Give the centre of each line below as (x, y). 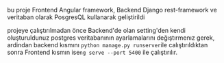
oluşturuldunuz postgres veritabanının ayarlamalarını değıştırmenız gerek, (111, 38)
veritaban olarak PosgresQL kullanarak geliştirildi (76, 17)
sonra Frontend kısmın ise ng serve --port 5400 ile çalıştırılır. (92, 52)
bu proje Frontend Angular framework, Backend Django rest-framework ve (112, 10)
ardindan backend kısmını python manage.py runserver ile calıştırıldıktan (108, 45)
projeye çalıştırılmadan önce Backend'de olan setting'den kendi (97, 30)
